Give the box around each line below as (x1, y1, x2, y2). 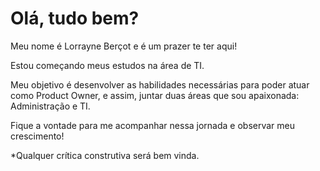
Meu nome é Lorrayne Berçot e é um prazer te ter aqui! (10, 40, 238, 52)
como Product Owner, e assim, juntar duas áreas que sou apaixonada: (10, 89, 300, 101)
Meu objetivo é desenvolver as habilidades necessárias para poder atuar (10, 78, 310, 91)
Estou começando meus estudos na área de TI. (10, 59, 205, 71)
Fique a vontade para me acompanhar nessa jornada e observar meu (10, 119, 296, 131)
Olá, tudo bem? (10, 7, 140, 30)
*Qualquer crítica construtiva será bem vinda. (10, 149, 200, 161)
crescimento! (10, 130, 65, 142)
